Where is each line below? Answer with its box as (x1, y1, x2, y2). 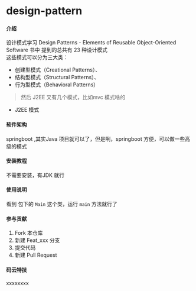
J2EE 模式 (14, 106, 40, 114)
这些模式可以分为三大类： (6, 54, 68, 61)
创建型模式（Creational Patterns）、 (14, 66, 101, 73)
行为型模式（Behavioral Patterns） (14, 81, 99, 88)
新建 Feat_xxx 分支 (14, 237, 60, 244)
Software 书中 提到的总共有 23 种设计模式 (6, 46, 108, 54)
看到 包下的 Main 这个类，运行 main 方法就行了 (6, 201, 117, 208)
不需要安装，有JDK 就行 (6, 172, 65, 179)
